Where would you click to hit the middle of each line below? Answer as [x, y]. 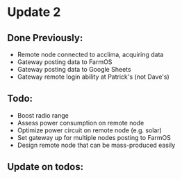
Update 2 [34, 12]
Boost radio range [43, 115]
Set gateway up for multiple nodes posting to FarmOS [94, 137]
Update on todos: [45, 167]
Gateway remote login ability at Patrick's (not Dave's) [93, 77]
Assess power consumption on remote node [81, 123]
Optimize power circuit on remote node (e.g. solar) [89, 130]
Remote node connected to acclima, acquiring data [90, 54]
